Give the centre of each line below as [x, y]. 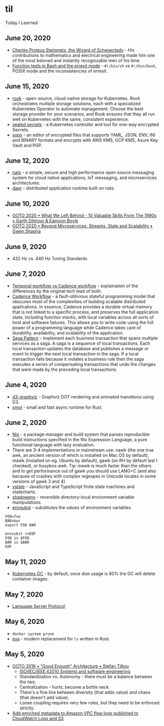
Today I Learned [22, 23]
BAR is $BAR [17, 543]
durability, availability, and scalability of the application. [68, 333]
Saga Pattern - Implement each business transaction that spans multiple [85, 338]
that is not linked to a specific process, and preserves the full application [85, 312]
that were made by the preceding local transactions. [65, 369]
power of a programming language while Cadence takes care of [76, 328]
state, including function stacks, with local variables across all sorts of [83, 317]
